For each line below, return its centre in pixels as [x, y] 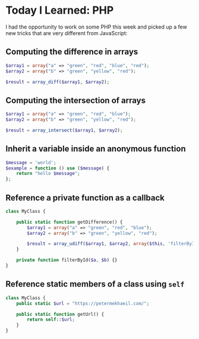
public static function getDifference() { [70, 222]
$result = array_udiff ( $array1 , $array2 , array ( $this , [96, 244]
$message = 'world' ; [31, 162]
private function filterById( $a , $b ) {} [67, 260]
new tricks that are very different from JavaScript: [67, 33]
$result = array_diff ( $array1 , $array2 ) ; [58, 82]
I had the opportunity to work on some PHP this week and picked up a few [97, 27]
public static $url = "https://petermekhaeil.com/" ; [83, 303]
